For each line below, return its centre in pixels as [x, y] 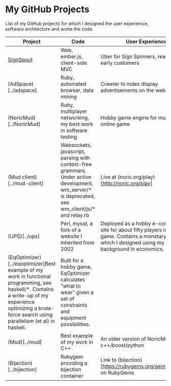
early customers [120, 63]
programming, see [30, 282]
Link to [109, 359]
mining [69, 96]
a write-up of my [28, 295]
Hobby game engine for [129, 117]
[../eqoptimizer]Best [32, 264]
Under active [76, 177]
